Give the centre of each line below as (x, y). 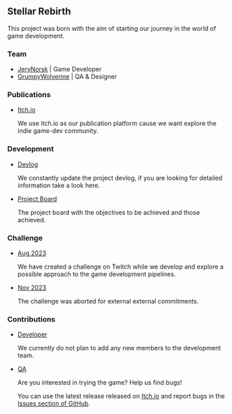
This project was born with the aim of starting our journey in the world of (112, 28)
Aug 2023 (32, 253)
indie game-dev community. (58, 131)
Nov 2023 (32, 287)
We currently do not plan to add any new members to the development (119, 348)
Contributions (31, 319)
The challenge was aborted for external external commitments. (108, 301)
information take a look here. (59, 185)
